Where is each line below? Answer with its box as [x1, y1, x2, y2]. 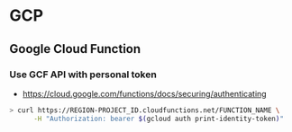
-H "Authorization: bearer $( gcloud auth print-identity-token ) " [32, 114, 284, 123]
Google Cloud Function [9, 41, 141, 57]
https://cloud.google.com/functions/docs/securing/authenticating [22, 88, 268, 99]
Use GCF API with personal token [9, 68, 158, 81]
